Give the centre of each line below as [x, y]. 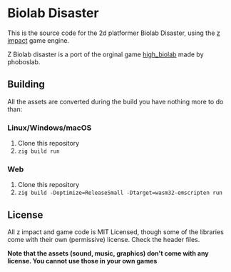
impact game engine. [38, 40]
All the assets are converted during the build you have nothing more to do [115, 101]
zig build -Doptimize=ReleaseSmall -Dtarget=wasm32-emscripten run [120, 193]
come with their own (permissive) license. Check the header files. [104, 240]
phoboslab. [24, 61]
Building [26, 85]
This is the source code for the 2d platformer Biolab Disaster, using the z [114, 33]
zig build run [38, 151]
